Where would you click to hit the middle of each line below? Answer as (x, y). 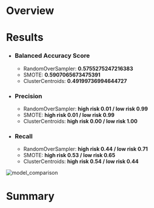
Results (25, 38)
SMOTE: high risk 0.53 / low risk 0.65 (69, 155)
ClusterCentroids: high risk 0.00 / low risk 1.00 (80, 121)
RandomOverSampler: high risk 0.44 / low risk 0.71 (85, 149)
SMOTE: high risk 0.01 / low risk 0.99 (69, 115)
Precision (28, 96)
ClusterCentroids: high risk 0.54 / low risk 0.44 (81, 161)
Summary (30, 196)
